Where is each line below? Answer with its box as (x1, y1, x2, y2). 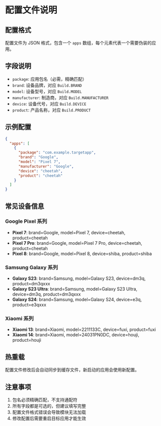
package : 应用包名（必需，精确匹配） (12, 76, 87, 82)
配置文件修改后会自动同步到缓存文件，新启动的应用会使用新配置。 (5, 367, 139, 373)
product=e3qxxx (12, 302, 46, 308)
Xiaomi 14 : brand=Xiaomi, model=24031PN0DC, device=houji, (12, 332, 140, 338)
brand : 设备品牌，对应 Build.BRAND (12, 82, 82, 88)
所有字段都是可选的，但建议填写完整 (12, 403, 86, 409)
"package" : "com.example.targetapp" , (18, 150, 96, 155)
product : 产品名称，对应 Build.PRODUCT (12, 107, 91, 113)
